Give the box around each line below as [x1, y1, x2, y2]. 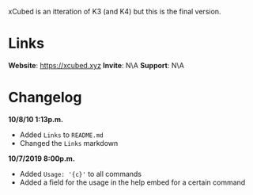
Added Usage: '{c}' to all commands [19, 169, 142, 178]
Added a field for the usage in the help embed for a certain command [19, 178, 246, 187]
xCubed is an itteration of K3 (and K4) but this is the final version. [8, 7, 221, 16]
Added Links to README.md [19, 130, 104, 140]
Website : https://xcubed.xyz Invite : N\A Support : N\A [8, 60, 184, 70]
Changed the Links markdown [19, 138, 119, 147]
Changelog [8, 89, 82, 106]
